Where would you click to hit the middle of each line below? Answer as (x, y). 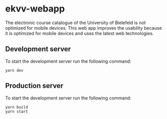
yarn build (17, 107)
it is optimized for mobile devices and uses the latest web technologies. (79, 33)
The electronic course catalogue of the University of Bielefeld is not (76, 23)
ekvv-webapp (35, 9)
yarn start (17, 111)
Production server (34, 86)
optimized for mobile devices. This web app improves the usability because (84, 28)
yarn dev (14, 70)
